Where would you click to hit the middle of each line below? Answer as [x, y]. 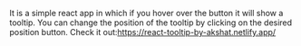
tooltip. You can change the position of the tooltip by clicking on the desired [151, 23]
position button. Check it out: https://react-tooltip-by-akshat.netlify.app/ [143, 32]
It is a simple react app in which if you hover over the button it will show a [146, 13]
